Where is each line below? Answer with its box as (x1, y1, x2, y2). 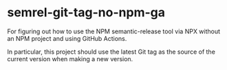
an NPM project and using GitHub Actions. (7, 34, 127, 42)
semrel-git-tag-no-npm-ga (7, 5, 165, 20)
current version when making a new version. (7, 54, 133, 63)
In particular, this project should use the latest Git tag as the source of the (7, 48, 215, 56)
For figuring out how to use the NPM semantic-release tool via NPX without (7, 27, 221, 35)
